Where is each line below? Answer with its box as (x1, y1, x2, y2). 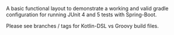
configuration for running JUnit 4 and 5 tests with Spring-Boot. (6, 11, 157, 18)
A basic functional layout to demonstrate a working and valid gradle (6, 5, 169, 12)
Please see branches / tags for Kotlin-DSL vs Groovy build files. (6, 23, 159, 29)
